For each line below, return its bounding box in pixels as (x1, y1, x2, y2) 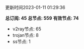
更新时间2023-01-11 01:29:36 (5, 5, 65, 10)
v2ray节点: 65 (12, 26, 41, 32)
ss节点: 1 (12, 38, 31, 44)
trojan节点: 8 (12, 32, 39, 38)
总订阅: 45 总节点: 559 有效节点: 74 (5, 15, 79, 21)
